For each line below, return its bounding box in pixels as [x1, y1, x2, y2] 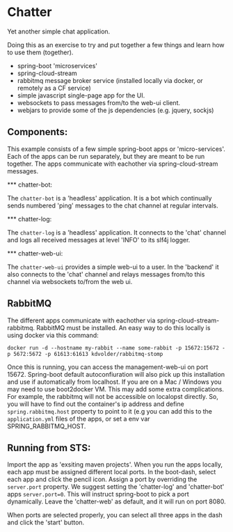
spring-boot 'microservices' [17, 61, 98, 70]
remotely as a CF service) [17, 84, 92, 92]
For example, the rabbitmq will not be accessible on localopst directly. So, [7, 392, 219, 400]
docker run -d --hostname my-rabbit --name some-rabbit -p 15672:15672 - [7, 344, 226, 352]
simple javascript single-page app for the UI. [17, 91, 145, 100]
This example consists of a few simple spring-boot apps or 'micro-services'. [7, 144, 226, 153]
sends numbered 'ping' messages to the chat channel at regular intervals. [7, 201, 218, 210]
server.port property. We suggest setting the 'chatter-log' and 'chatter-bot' [7, 483, 225, 491]
